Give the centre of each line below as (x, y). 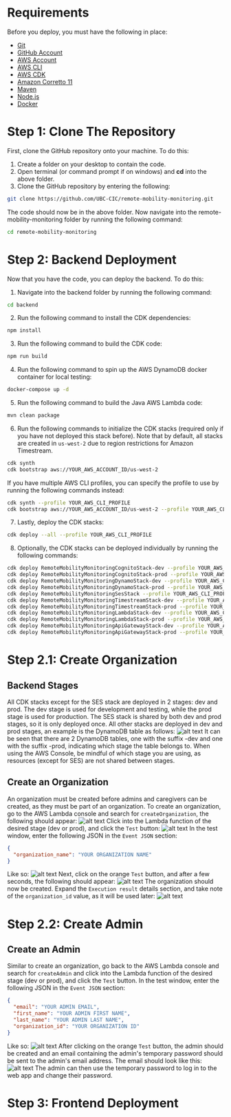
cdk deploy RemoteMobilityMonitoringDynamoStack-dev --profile (100, 581)
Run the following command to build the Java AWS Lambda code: (110, 403)
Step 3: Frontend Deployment (93, 1103)
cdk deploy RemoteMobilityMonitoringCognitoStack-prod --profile (102, 575)
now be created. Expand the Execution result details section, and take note (115, 889)
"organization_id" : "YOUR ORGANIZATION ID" (76, 1026)
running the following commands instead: (66, 490)
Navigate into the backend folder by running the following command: (114, 292)
